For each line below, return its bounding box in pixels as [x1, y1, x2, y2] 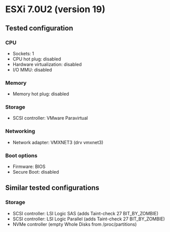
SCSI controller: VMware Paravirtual [12, 115, 88, 121]
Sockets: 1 [12, 50, 35, 56]
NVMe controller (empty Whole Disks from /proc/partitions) [12, 221, 137, 227]
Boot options [5, 152, 38, 159]
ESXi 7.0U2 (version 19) [5, 4, 106, 15]
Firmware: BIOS [12, 163, 46, 170]
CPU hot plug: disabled [12, 56, 61, 62]
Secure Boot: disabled [12, 169, 59, 175]
